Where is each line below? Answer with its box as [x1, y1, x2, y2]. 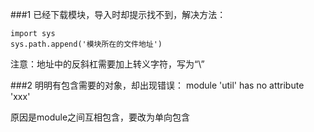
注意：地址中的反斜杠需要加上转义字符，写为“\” [10, 58, 205, 70]
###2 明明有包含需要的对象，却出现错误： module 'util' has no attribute [10, 79, 305, 91]
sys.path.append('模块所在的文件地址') [10, 39, 163, 49]
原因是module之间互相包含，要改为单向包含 [10, 111, 191, 123]
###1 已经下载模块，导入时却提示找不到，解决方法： [10, 9, 227, 20]
